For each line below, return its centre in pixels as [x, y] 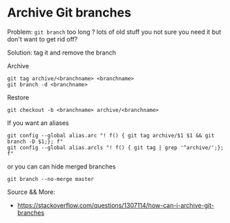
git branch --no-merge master [51, 179]
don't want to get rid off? [42, 39]
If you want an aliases [38, 123]
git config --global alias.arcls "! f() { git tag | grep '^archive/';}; [116, 147]
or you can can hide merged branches [61, 166]
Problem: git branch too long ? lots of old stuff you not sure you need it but [114, 32]
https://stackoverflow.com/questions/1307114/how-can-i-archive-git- [115, 205]
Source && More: [31, 192]
